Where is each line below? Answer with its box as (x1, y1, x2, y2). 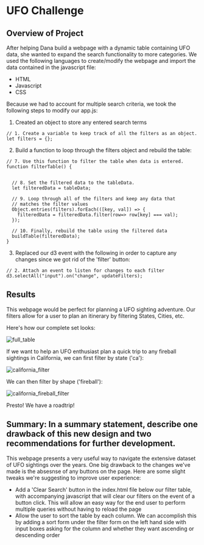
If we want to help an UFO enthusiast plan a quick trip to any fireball (6, 348, 177, 355)
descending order (15, 531, 60, 538)
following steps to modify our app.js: (6, 107, 98, 114)
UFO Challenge (6, 4, 84, 18)
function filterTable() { (6, 164, 72, 170)
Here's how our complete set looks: (6, 324, 96, 331)
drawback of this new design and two (6, 429, 152, 439)
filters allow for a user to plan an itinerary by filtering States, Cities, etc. (6, 312, 185, 320)
